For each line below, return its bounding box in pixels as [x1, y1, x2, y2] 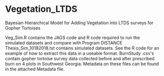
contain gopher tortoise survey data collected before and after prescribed [5, 55, 155, 61]
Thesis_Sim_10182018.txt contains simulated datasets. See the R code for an [5, 45, 159, 51]
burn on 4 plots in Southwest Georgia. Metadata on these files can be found [5, 61, 159, 67]
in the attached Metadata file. [5, 66, 65, 72]
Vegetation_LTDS [5, 3, 78, 15]
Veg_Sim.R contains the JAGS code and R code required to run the [5, 35, 140, 40]
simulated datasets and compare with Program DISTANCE [5, 39, 123, 45]
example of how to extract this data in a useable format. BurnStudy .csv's [5, 50, 154, 56]
